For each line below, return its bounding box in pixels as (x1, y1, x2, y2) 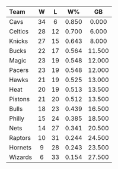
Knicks (9, 37, 28, 45)
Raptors (9, 134, 31, 142)
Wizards (9, 153, 33, 161)
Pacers (9, 66, 29, 74)
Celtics (9, 27, 28, 35)
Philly (9, 114, 25, 123)
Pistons (9, 95, 30, 103)
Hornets (9, 143, 32, 151)
